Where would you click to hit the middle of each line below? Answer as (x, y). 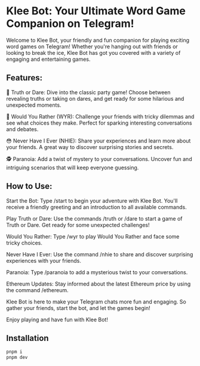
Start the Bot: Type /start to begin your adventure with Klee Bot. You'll (92, 200)
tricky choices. (24, 243)
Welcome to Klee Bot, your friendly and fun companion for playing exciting (98, 40)
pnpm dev (17, 358)
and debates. (22, 129)
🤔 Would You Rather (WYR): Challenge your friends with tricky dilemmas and (100, 116)
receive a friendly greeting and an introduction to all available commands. (96, 207)
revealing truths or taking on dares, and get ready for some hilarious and (95, 98)
